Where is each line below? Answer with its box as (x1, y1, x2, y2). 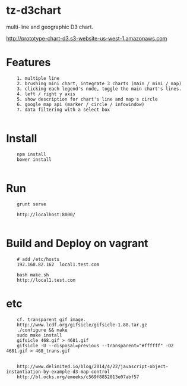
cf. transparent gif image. (17, 316, 86, 322)
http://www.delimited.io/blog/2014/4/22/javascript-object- (17, 363, 169, 369)
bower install (17, 156, 52, 163)
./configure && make (17, 327, 68, 333)
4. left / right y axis (17, 91, 76, 97)
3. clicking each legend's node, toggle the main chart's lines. (17, 86, 182, 92)
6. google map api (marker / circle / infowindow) (17, 101, 145, 107)
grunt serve (17, 201, 46, 207)
